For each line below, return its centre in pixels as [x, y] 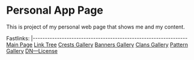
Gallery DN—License [32, 50]
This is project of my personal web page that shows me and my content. [95, 27]
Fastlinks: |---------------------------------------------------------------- [97, 38]
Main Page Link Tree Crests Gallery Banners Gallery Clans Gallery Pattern [97, 45]
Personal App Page [55, 10]
